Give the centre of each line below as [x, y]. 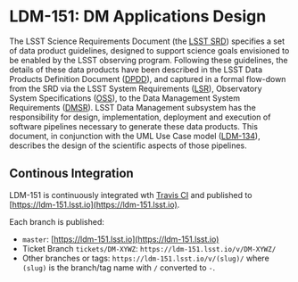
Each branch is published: [57, 221]
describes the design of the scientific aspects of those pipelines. [128, 145]
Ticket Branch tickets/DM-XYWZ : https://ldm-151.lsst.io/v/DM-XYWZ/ [149, 248]
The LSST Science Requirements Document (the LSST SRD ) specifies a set [147, 41]
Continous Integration [71, 174]
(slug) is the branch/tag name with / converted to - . [119, 267]
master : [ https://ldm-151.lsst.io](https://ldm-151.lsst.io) [120, 239]
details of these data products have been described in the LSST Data [136, 70]
